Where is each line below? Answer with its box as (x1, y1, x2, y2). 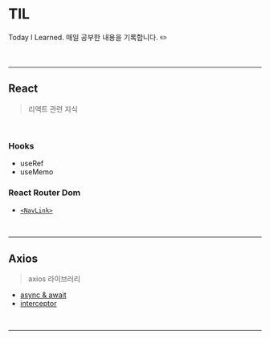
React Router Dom (8, 186, 81, 198)
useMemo (19, 167, 54, 177)
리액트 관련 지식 (27, 104, 78, 113)
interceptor (19, 299, 57, 308)
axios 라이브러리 (27, 274, 80, 284)
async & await (19, 290, 67, 300)
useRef (19, 158, 44, 169)
